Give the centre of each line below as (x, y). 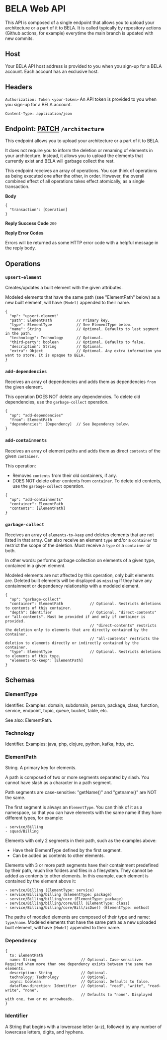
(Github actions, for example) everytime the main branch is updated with (79, 33)
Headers (19, 87)
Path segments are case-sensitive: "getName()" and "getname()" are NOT (81, 792)
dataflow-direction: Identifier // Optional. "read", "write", (78, 986)
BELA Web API (36, 9)
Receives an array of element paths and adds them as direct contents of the (83, 451)
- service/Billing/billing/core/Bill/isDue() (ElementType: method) (78, 908)
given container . (22, 456)
